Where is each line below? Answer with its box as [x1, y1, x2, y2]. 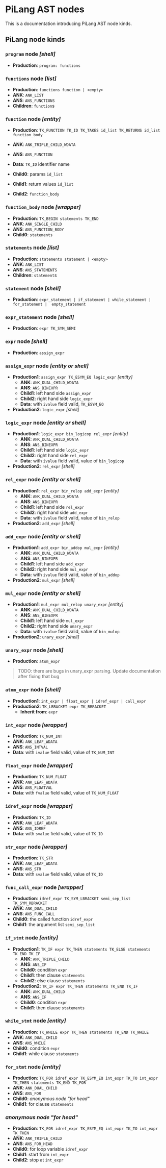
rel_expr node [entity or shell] [5, 476, 81, 483]
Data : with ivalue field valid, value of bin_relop [20, 514, 120, 521]
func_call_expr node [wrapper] [5, 884, 84, 891]
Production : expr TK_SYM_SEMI [12, 325, 76, 331]
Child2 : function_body [12, 191, 60, 197]
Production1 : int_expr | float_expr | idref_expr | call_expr [12, 698, 146, 704]
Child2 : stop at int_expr [12, 1157, 64, 1163]
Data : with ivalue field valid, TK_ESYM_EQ [20, 401, 104, 407]
